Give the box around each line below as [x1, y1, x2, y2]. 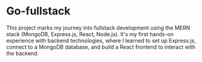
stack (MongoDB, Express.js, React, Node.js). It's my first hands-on [6, 30, 174, 37]
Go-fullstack [6, 4, 71, 18]
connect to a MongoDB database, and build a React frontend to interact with [6, 43, 196, 51]
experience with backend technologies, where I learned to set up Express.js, [6, 37, 196, 44]
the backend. [6, 49, 39, 57]
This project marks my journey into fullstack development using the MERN [6, 24, 191, 31]
